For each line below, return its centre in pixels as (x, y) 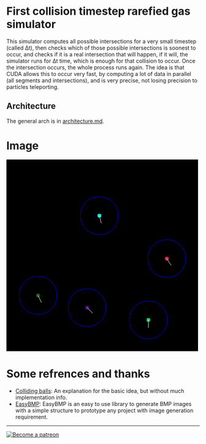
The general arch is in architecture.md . (55, 121)
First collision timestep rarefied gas (98, 11)
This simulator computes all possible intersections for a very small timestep (101, 41)
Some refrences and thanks (78, 374)
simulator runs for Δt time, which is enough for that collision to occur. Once (101, 61)
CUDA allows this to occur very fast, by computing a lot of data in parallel (99, 74)
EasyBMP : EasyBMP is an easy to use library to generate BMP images (103, 404)
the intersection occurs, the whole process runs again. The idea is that (95, 67)
